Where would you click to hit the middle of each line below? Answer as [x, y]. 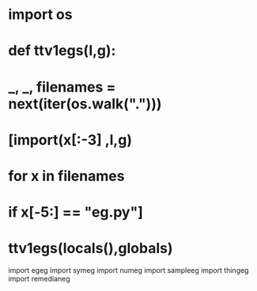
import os [40, 15]
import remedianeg [40, 279]
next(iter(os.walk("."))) [85, 104]
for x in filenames [66, 176]
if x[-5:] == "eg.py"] [76, 212]
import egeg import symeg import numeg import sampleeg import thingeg [128, 270]
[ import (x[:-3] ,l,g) [70, 140]
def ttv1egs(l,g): [62, 51]
